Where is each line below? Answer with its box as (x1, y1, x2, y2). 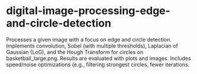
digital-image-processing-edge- (6, 4, 171, 18)
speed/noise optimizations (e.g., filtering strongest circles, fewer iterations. (6, 60, 190, 68)
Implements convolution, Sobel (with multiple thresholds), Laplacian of (6, 42, 178, 49)
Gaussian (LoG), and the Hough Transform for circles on (6, 48, 144, 55)
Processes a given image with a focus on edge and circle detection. (6, 36, 172, 43)
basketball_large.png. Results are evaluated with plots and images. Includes (6, 55, 191, 62)
